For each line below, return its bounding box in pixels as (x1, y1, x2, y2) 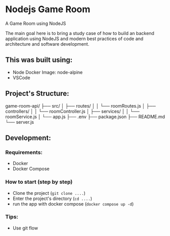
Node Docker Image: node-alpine (12, 69, 83, 75)
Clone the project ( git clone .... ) (12, 190, 86, 196)
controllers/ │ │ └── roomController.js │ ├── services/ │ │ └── (5, 108, 140, 114)
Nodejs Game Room (5, 4, 91, 15)
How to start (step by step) (5, 179, 73, 186)
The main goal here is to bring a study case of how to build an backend (5, 30, 154, 36)
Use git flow (12, 225, 38, 231)
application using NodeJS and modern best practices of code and (5, 36, 144, 42)
